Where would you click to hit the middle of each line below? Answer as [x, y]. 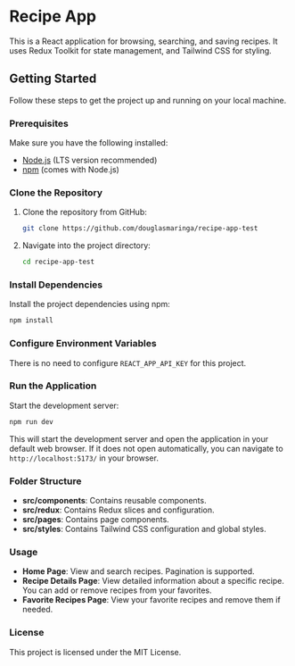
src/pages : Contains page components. [95, 520]
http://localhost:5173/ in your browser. [84, 458]
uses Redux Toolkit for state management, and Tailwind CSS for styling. [140, 50]
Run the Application [53, 386]
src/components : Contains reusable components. [114, 501]
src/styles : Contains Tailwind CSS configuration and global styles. [144, 529]
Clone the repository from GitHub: [84, 212]
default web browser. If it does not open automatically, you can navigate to [146, 448]
